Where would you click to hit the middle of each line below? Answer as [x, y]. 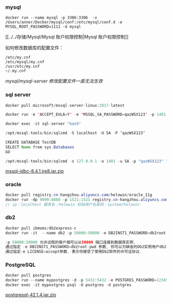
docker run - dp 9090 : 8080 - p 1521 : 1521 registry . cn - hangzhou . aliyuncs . [83, 199]
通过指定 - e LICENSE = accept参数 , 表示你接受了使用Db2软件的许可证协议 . [74, 252]
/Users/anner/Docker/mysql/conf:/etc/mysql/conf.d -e [64, 22]
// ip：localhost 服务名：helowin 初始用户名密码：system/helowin [72, 204]
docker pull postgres [28, 275]
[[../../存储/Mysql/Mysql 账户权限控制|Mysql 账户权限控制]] [67, 37]
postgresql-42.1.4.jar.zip [31, 295]
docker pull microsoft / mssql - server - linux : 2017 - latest [65, 105]
